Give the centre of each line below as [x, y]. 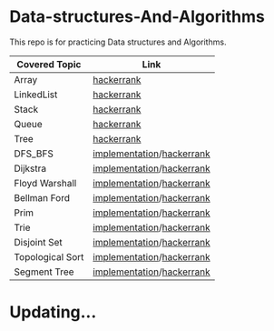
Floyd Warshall [45, 183]
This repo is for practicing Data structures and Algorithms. [118, 42]
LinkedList [36, 95]
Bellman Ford [42, 197]
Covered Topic [49, 64]
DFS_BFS [34, 154]
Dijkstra [30, 168]
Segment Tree [44, 272]
